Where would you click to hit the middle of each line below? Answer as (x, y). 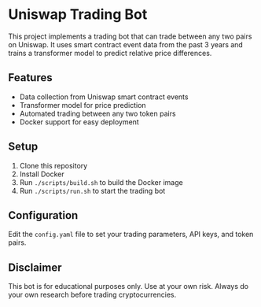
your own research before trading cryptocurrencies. (92, 295)
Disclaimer (35, 267)
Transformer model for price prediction (83, 105)
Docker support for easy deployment (79, 122)
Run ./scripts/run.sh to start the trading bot (92, 190)
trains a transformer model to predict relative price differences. (110, 53)
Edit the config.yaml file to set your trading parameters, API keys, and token (131, 235)
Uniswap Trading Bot (78, 15)
